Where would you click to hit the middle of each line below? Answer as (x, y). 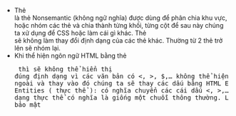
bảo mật (27, 105)
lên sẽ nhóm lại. (37, 48)
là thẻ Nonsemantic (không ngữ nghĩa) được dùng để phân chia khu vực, (120, 18)
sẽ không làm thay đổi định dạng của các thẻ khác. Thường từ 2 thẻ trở (118, 41)
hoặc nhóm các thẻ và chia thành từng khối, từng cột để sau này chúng (119, 25)
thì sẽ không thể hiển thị (65, 69)
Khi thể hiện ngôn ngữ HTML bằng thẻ (70, 56)
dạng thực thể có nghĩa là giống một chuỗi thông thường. (118, 98)
